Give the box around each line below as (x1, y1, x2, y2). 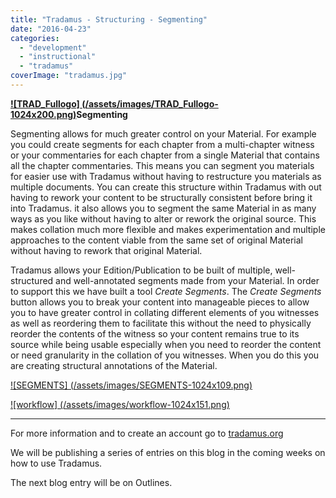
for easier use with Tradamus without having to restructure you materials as (10, 170, 322, 182)
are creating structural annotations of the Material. (10, 359, 218, 371)
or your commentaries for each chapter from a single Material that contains (10, 149, 320, 161)
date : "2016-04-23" (10, 24, 92, 34)
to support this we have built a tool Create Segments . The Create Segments (10, 285, 322, 297)
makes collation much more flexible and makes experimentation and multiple (10, 223, 326, 235)
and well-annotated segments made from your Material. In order (55, 274, 320, 286)
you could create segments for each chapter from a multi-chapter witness (10, 138, 315, 150)
